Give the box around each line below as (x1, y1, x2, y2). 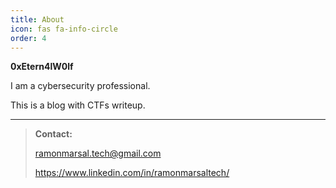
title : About (10, 14, 65, 25)
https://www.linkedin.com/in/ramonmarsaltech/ (34, 167, 230, 179)
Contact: (34, 128, 73, 140)
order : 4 (10, 33, 47, 43)
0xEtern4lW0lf (10, 61, 74, 73)
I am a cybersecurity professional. (10, 80, 151, 92)
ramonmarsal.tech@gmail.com (34, 147, 162, 160)
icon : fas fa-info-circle (10, 24, 118, 34)
